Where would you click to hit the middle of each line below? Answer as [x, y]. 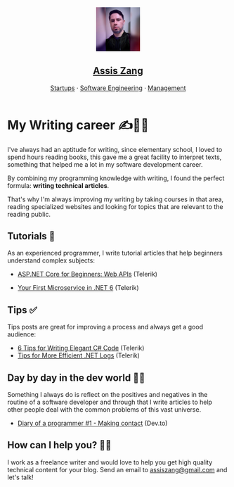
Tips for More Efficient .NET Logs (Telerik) [79, 355]
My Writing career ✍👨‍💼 [78, 125]
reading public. [29, 214]
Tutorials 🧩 [31, 236]
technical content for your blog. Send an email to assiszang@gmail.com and [117, 469]
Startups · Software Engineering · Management [118, 88]
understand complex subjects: [51, 260]
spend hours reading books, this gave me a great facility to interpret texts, [115, 157]
